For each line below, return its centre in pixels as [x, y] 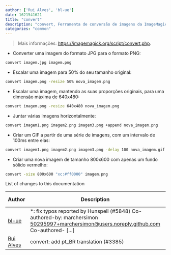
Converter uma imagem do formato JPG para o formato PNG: [77, 53]
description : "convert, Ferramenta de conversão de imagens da [74, 24]
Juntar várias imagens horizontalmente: [54, 116]
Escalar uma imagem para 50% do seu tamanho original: [72, 72]
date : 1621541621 [24, 15]
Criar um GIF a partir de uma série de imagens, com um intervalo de [84, 135]
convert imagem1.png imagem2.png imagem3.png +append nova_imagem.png [82, 125]
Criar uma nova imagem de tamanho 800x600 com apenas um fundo [85, 159]
